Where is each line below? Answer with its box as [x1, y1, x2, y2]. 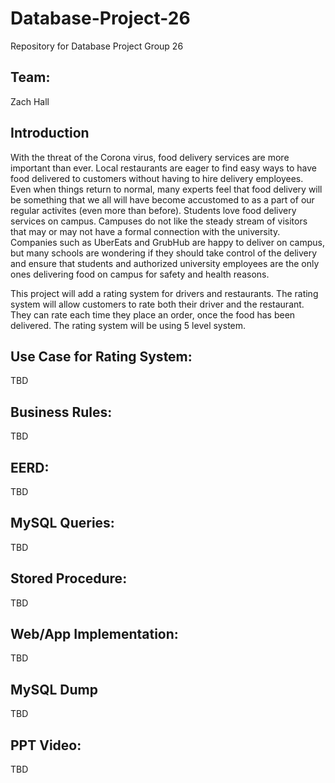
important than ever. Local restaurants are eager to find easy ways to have [10, 162, 317, 174]
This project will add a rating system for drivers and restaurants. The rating [10, 287, 319, 299]
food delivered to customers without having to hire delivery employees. [10, 172, 304, 184]
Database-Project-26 [10, 7, 191, 30]
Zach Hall [10, 95, 50, 107]
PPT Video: [10, 737, 82, 754]
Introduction [10, 125, 90, 142]
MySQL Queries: [10, 515, 115, 532]
